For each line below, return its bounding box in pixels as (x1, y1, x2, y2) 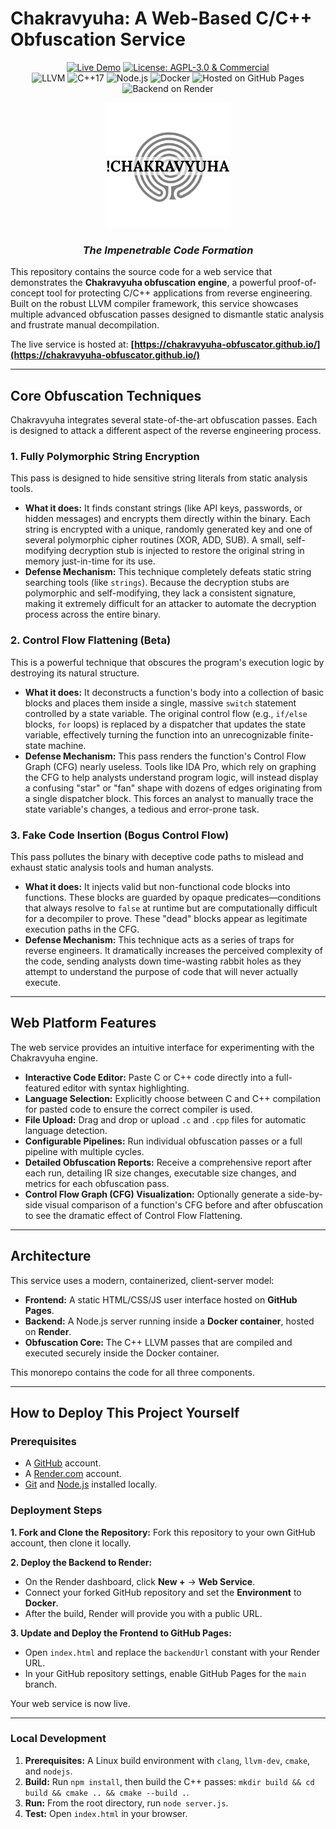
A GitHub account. (24, 1457, 102, 1469)
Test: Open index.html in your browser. (24, 1807, 188, 1819)
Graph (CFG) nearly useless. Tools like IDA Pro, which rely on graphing (24, 760, 317, 772)
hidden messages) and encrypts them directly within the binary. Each (24, 513, 311, 525)
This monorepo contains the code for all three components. (10, 1366, 255, 1378)
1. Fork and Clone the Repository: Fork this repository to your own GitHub (10, 1526, 316, 1538)
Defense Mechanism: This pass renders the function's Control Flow (24, 750, 307, 762)
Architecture (10, 1248, 92, 1265)
